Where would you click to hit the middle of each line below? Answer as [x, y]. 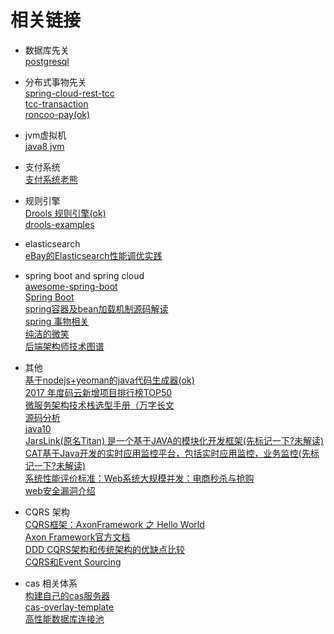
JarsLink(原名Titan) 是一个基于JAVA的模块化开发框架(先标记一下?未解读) [174, 440]
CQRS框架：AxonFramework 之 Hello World [114, 524]
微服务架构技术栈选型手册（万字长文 [99, 405]
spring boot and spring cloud [84, 275]
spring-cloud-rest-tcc [69, 93]
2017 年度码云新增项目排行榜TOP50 [98, 392]
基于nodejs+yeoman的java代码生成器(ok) [109, 380]
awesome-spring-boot [71, 286]
